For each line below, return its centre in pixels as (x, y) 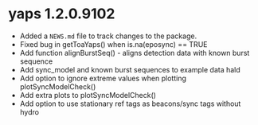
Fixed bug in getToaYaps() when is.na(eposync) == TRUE (113, 44)
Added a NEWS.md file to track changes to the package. (108, 36)
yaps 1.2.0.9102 (62, 14)
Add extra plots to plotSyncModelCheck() (88, 95)
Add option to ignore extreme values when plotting (103, 78)
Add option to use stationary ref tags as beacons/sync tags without (130, 104)
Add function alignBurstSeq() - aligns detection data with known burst (135, 53)
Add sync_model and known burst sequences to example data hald (130, 69)
